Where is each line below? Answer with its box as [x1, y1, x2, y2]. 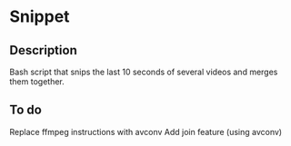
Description [9, 43, 77, 58]
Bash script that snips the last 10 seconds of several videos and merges [9, 66, 278, 77]
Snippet [9, 6, 70, 27]
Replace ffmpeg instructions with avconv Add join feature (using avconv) [9, 126, 283, 137]
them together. [9, 76, 65, 87]
